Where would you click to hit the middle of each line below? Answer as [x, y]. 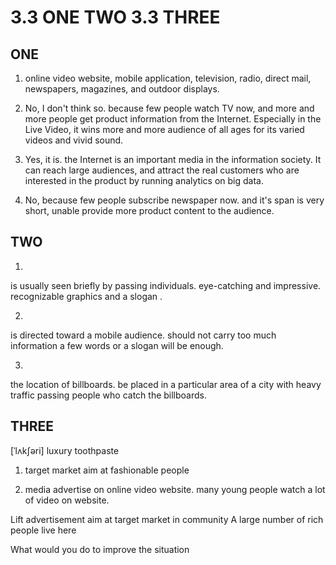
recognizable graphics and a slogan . [86, 296]
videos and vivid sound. [74, 140]
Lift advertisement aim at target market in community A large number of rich [167, 519]
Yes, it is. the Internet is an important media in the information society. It [173, 159]
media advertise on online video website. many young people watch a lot [175, 489]
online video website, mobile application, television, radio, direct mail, [168, 78]
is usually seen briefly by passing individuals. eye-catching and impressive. [166, 285]
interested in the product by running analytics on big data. [144, 180]
